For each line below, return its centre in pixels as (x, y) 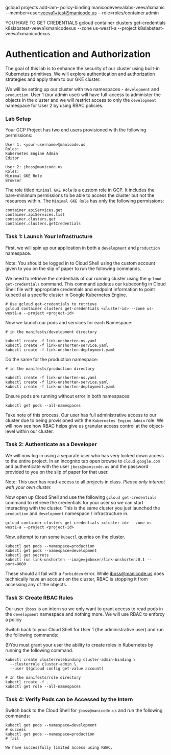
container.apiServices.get (34, 210)
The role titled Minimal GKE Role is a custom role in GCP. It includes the (80, 190)
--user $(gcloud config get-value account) (57, 669)
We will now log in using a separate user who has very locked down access (85, 455)
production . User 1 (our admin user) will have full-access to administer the (83, 95)
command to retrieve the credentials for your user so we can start (75, 502)
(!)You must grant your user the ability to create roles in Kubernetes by (79, 645)
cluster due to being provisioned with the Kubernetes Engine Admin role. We (85, 420)
